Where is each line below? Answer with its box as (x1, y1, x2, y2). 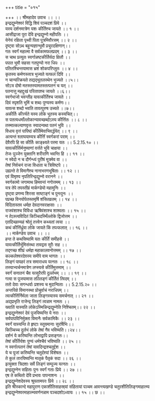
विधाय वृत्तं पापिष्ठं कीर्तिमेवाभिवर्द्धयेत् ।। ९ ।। (5, 128, 78, 134)
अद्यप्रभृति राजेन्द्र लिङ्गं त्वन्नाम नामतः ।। (5, 298, 69, 305)
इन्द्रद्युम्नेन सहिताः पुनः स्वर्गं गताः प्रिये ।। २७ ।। (5, 367, 82, 373)
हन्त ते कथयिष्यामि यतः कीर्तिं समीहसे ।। (5, 236, 69, 242)
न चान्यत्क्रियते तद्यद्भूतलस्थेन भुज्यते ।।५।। (5, 77, 79, 83)
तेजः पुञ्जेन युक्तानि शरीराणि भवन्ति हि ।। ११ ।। (5, 151, 85, 157)
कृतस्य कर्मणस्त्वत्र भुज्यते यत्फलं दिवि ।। (5, 71, 70, 77)
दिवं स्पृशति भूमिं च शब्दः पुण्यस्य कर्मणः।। (5, 99, 70, 106)
